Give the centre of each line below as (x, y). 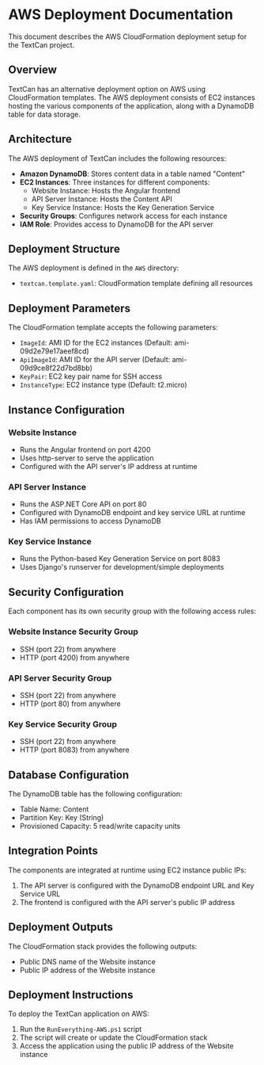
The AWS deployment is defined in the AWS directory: (94, 268)
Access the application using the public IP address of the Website (126, 1046)
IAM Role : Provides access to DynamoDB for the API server (116, 224)
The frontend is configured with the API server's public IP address (127, 902)
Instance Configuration (66, 410)
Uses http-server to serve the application (87, 458)
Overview (33, 70)
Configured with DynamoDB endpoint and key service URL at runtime (132, 513)
